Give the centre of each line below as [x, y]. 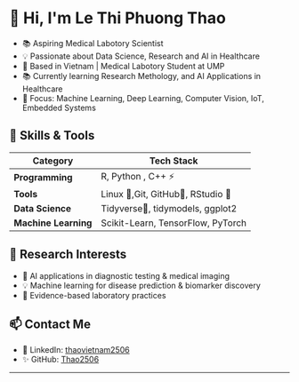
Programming [43, 178]
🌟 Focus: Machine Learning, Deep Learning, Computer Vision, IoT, [143, 98]
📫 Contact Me [50, 324]
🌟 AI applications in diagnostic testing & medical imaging [125, 275]
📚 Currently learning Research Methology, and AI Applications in [141, 76]
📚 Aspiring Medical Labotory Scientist [93, 43]
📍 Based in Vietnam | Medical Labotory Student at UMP [123, 66]
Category [53, 161]
